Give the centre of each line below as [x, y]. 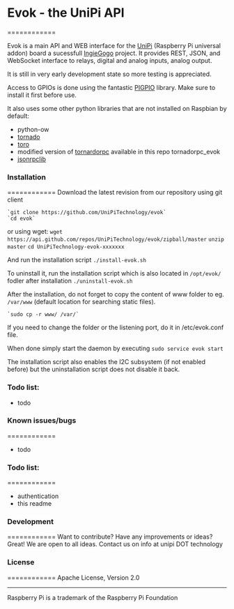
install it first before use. [42, 95]
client [15, 200]
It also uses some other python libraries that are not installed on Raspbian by [117, 108]
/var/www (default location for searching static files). [81, 302]
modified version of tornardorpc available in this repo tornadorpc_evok [119, 151]
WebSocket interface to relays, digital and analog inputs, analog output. [110, 60]
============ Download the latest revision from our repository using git [115, 193]
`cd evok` [22, 219]
